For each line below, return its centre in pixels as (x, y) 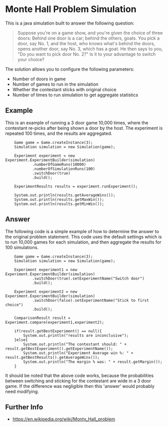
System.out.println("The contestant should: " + (75, 344)
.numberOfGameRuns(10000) (59, 164)
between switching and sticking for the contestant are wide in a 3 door (78, 381)
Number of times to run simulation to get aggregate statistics (75, 95)
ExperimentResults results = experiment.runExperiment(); (76, 186)
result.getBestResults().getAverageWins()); (52, 357)
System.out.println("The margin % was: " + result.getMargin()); (93, 362)
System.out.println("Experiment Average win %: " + (78, 353)
